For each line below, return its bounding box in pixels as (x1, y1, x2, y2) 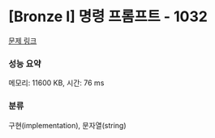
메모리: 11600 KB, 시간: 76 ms (8, 78, 105, 88)
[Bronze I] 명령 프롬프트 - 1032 (8, 7, 209, 26)
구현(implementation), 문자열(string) (8, 120, 127, 130)
